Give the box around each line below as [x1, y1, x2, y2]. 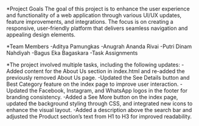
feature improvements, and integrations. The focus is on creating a [6, 18, 173, 25]
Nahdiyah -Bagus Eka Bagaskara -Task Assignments [6, 49, 138, 57]
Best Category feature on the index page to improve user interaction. [6, 80, 179, 88]
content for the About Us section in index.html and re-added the [24, 68, 185, 75]
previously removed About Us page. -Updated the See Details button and [6, 74, 190, 81]
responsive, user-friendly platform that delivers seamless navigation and [6, 24, 188, 32]
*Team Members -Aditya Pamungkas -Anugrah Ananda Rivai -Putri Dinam [6, 43, 192, 50]
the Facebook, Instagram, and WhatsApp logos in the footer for [29, 87, 187, 94]
